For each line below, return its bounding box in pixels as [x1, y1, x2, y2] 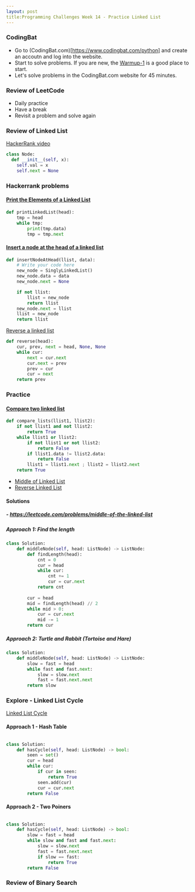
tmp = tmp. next [27, 231, 64, 237]
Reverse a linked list [6, 327, 54, 334]
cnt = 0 [37, 557, 57, 563]
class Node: [6, 151, 35, 157]
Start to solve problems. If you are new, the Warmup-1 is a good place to [14, 59, 189, 66]
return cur [27, 623, 54, 629]
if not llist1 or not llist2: [27, 440, 101, 446]
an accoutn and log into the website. [14, 53, 102, 60]
